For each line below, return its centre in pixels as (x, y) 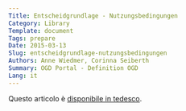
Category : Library (39, 23)
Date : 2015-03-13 (37, 46)
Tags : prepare (32, 38)
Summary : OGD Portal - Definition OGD (73, 68)
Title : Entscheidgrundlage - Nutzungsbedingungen (93, 16)
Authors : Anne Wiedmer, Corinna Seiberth (79, 61)
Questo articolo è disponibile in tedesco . (75, 98)
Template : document (41, 31)
